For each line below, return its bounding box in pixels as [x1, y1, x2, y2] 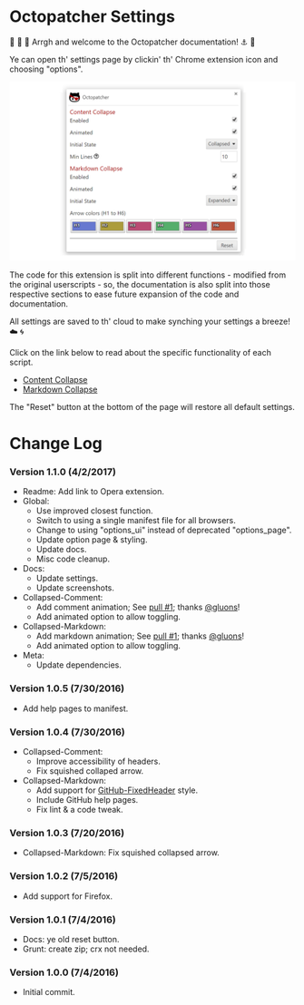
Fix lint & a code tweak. [35, 805, 124, 815]
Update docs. [35, 544, 87, 555]
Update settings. [35, 573, 98, 584]
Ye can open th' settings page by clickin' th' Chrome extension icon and [9, 54, 279, 64]
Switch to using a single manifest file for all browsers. [35, 515, 236, 526]
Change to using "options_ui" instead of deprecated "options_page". [35, 524, 292, 536]
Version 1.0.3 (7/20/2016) [9, 826, 125, 839]
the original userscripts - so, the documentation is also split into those [9, 278, 270, 289]
